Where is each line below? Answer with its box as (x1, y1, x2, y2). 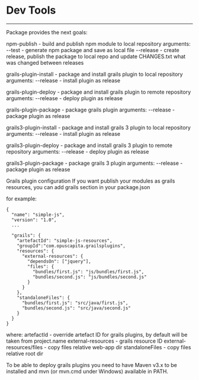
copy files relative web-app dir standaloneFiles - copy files (47, 343, 191, 350)
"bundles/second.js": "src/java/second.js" (21, 305, 131, 311)
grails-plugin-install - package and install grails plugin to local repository (6, 71, 183, 78)
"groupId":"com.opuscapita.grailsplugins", (17, 242, 126, 249)
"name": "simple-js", (11, 212, 65, 218)
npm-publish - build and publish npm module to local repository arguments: (6, 40, 191, 47)
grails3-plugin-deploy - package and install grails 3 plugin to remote (6, 142, 173, 149)
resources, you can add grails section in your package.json (6, 183, 150, 190)
